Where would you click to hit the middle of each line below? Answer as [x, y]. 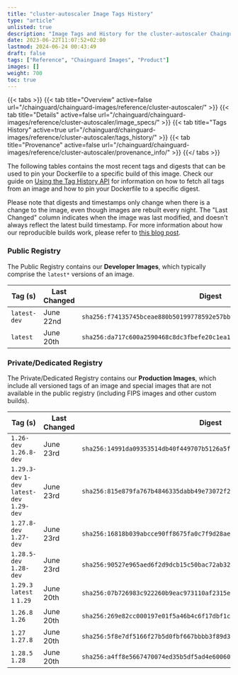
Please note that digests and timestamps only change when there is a [109, 203]
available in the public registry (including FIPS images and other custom [112, 393]
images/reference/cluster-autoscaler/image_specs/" [84, 123]
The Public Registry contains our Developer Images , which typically [107, 266]
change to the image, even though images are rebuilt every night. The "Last [118, 210]
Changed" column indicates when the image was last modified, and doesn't [118, 217]
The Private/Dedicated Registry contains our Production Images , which [112, 378]
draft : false [27, 54]
